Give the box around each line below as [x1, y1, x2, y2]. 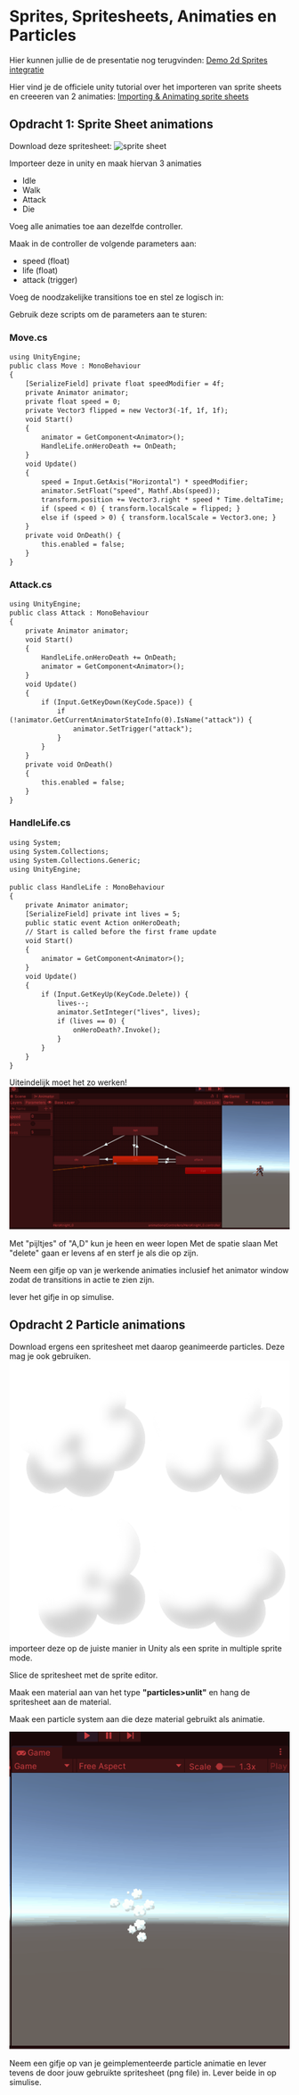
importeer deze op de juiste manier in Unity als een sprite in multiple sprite [9, 1643, 282, 1653]
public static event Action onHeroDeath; [25, 918, 181, 927]
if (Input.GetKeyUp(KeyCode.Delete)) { [41, 990, 190, 998]
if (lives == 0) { [56, 1016, 125, 1025]
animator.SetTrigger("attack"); [72, 725, 193, 733]
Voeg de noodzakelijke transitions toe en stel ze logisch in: [9, 292, 224, 302]
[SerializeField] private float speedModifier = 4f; [25, 379, 225, 389]
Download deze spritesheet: [9, 140, 113, 151]
